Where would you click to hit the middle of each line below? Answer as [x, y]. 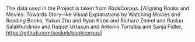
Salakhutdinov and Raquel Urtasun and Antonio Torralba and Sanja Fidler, [94, 26]
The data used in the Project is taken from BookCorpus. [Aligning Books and [98, 8]
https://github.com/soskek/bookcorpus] [54, 33]
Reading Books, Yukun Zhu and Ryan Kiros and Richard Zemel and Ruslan [95, 20]
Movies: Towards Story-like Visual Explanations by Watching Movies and [93, 14]
